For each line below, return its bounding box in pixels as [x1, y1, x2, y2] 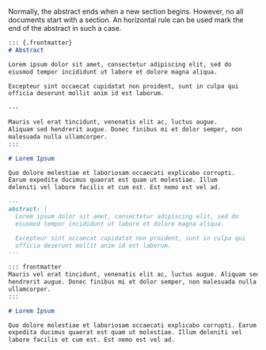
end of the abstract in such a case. [8, 24, 122, 32]
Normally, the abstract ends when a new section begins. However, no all [8, 7, 244, 16]
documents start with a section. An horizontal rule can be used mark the [8, 15, 244, 25]
